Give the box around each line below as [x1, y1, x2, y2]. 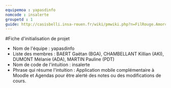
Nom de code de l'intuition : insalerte [12, 62, 90, 68]
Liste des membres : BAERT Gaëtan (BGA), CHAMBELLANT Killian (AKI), [12, 51, 164, 57]
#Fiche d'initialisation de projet [5, 36, 70, 42]
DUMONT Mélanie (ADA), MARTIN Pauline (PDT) [12, 56, 115, 63]
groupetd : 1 [5, 17, 33, 22]
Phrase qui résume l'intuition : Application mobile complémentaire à [12, 67, 154, 73]
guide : [5, 21, 19, 27]
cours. [12, 78, 26, 84]
